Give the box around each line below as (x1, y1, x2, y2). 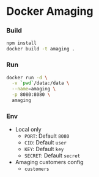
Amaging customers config (15, 159, 84, 166)
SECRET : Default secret (24, 152, 81, 159)
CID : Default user (24, 139, 67, 146)
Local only (15, 126, 42, 133)
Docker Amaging (6, 4, 94, 18)
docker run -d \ (6, 74, 48, 81)
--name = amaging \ (12, 86, 56, 92)
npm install (6, 40, 37, 47)
